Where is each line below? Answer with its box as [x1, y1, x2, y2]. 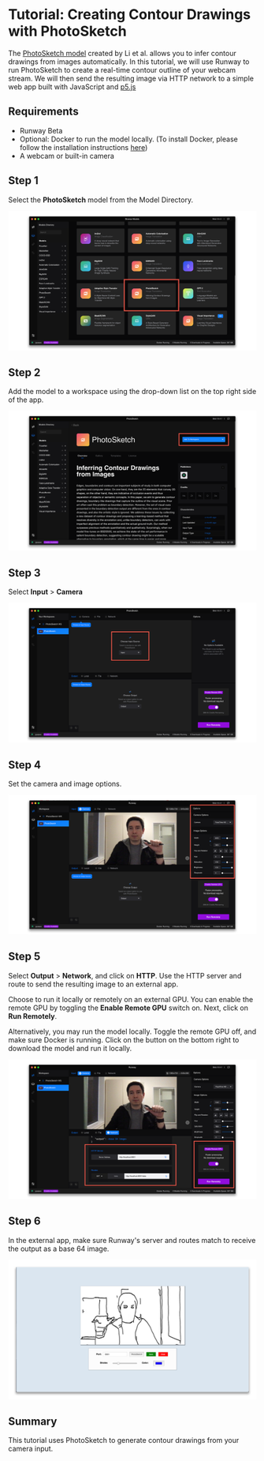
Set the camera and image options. [8, 779, 122, 788]
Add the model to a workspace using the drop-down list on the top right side [8, 387, 257, 396]
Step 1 [8, 174, 39, 187]
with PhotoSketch [8, 22, 128, 40]
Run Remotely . [8, 1011, 58, 1020]
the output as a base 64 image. [8, 1244, 110, 1253]
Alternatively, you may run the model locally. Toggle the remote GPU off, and [8, 1027, 257, 1036]
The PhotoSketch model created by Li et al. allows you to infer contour [8, 48, 236, 58]
